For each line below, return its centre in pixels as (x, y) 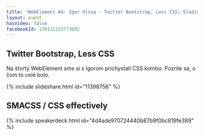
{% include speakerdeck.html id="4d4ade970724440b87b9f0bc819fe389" (100, 120)
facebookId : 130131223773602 (43, 29)
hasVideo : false (27, 23)
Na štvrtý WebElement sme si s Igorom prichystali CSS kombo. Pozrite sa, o (101, 68)
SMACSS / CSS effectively (57, 106)
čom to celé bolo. (28, 75)
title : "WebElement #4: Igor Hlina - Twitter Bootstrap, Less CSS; (93, 12)
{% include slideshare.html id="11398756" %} (63, 87)
